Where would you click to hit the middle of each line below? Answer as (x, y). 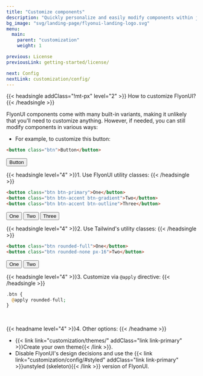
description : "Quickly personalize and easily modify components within (100, 18)
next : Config (23, 73)
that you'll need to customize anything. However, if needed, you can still (96, 121)
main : (19, 35)
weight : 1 (30, 46)
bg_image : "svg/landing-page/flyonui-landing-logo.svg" (78, 23)
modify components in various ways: (52, 127)
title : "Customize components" (46, 12)
